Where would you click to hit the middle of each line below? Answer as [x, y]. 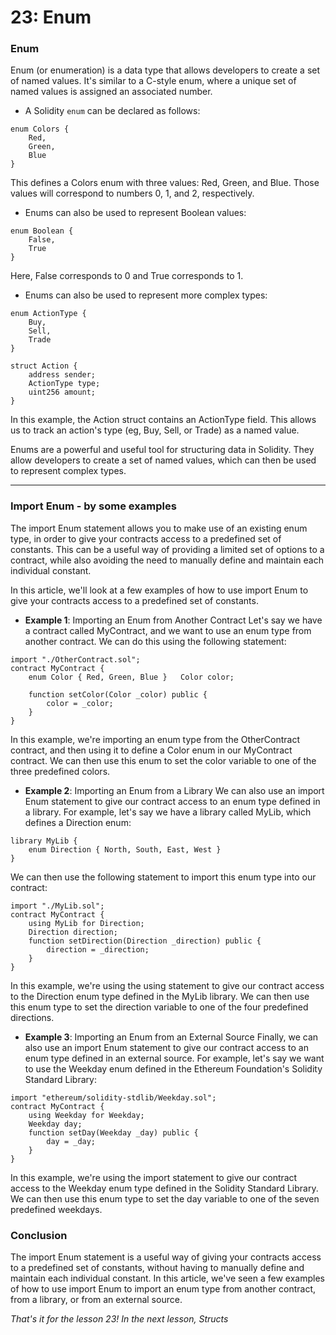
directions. [32, 1017]
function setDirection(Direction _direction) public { [145, 941]
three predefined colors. [60, 771]
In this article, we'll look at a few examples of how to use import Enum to [159, 590]
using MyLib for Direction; [86, 923]
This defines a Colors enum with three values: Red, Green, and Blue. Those [165, 183]
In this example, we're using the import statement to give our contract [154, 1177]
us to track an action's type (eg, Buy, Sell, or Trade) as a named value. [155, 430]
